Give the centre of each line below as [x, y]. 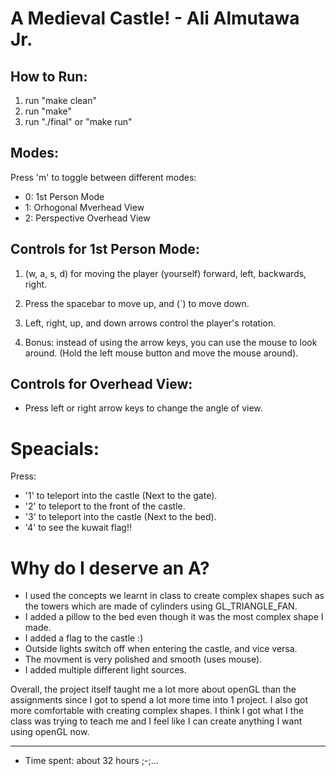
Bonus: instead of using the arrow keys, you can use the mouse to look [171, 342]
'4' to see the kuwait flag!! [78, 528]
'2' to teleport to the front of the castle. [105, 506]
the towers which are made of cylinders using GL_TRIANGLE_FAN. [161, 606]
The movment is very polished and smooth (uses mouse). [143, 659]
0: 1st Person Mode [64, 196]
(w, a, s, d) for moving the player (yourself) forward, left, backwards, [165, 273]
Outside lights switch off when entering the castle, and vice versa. [161, 649]
